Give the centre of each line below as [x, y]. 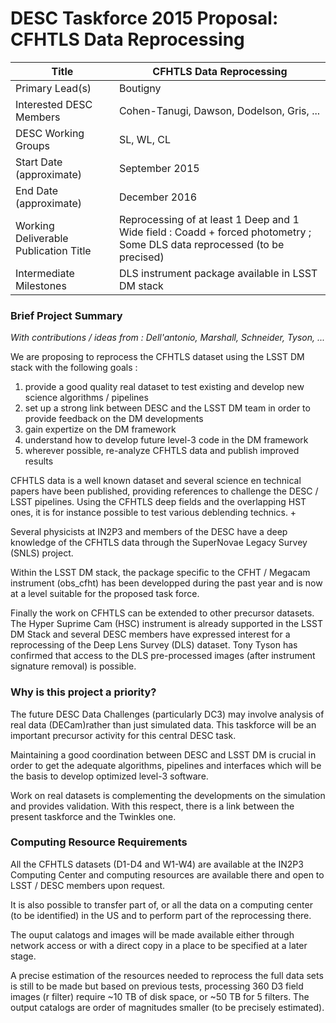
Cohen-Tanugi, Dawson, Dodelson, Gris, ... [219, 110]
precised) [141, 257]
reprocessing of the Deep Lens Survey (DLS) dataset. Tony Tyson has [154, 645]
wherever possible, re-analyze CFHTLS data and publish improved [162, 451]
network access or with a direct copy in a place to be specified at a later [159, 945]
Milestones [41, 285]
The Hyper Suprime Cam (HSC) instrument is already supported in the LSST [166, 624]
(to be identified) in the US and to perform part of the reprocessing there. [161, 915]
